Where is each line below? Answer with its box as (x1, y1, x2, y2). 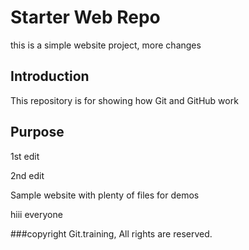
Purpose (10, 124, 65, 141)
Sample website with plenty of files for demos (10, 189, 200, 201)
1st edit (10, 150, 40, 162)
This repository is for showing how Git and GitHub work (10, 94, 239, 106)
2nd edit (10, 169, 45, 181)
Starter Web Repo (10, 6, 161, 29)
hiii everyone (10, 208, 63, 220)
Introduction (10, 68, 90, 85)
